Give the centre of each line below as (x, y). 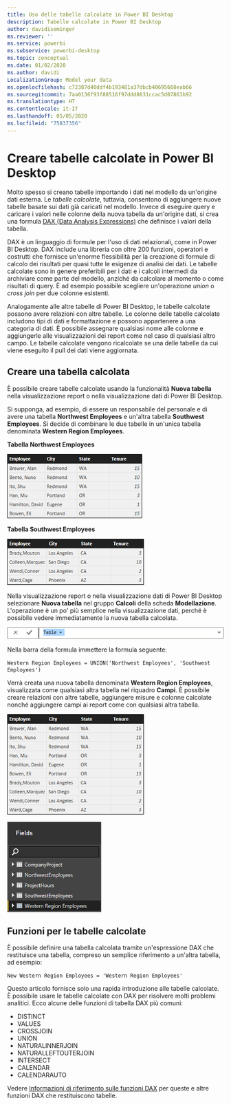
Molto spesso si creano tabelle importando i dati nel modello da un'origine (112, 192)
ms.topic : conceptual (38, 58)
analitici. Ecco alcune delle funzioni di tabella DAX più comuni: (95, 1003)
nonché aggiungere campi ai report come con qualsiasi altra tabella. (103, 705)
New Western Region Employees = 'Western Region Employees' (95, 976)
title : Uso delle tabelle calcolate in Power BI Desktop (90, 14)
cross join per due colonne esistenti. (58, 293)
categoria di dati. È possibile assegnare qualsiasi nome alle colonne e (106, 328)
